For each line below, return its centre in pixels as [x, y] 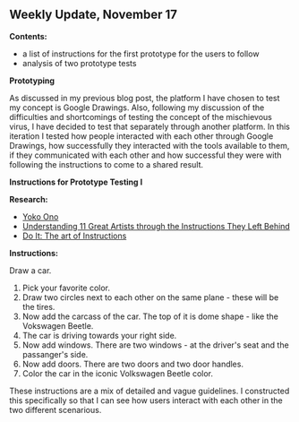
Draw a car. [30, 270]
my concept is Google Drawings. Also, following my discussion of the [137, 108]
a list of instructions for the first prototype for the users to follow [141, 54]
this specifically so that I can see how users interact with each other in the [146, 400]
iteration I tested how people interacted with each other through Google [141, 136]
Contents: [28, 36]
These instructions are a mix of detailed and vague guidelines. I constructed [149, 391]
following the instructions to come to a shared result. [107, 164]
